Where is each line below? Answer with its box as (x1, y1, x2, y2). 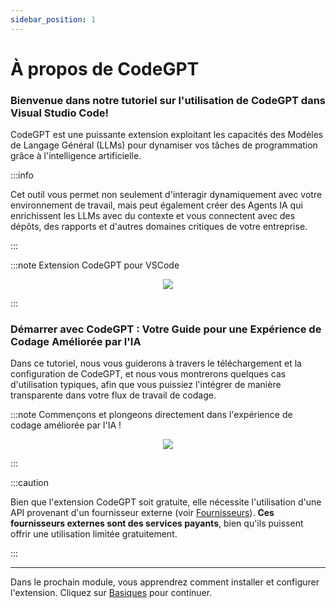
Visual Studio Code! (10, 106, 110, 120)
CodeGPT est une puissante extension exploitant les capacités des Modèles (10, 129, 324, 141)
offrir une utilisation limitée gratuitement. (10, 528, 178, 540)
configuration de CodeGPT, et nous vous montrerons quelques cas (10, 368, 287, 380)
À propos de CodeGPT (10, 57, 200, 80)
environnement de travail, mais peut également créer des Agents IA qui (10, 199, 303, 211)
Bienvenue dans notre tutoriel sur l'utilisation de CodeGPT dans (10, 93, 327, 107)
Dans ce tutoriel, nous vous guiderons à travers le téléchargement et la (10, 357, 302, 370)
